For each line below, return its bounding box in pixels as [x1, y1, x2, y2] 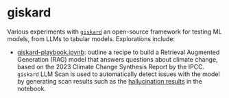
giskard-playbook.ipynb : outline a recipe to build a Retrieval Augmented [16, 48, 220, 56]
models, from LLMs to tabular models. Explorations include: [7, 34, 176, 42]
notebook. [16, 84, 47, 93]
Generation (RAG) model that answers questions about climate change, [16, 55, 218, 63]
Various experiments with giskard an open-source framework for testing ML [7, 27, 222, 36]
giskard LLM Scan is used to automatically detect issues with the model [16, 70, 221, 78]
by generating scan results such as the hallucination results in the [16, 77, 202, 85]
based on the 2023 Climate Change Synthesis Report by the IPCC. [16, 62, 204, 71]
